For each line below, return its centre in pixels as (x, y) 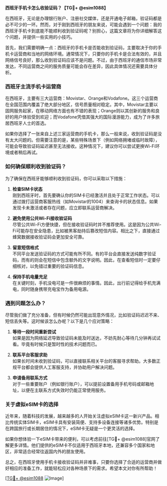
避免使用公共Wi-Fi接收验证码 (42, 218)
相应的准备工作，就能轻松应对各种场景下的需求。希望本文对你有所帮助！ (83, 468)
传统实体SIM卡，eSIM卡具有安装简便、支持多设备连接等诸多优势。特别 (82, 422)
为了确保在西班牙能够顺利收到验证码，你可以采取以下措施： (66, 178)
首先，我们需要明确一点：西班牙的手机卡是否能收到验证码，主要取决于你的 (81, 48)
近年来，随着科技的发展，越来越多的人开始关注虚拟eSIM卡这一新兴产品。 (80, 416)
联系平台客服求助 (30, 355)
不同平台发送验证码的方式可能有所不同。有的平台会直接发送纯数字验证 (84, 254)
